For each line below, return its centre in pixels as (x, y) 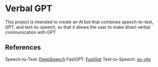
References (23, 47)
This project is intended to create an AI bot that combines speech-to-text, (79, 22)
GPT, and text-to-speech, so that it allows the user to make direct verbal (78, 27)
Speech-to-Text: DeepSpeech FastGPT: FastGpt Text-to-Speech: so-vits (78, 59)
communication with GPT (31, 32)
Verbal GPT (29, 8)
